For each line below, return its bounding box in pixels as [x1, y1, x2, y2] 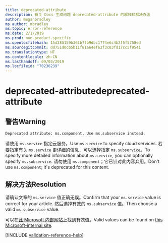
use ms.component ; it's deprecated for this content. [5, 164, 109, 170]
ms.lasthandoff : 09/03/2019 [5, 59, 65, 64]
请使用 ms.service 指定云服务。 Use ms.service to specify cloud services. [5, 141, 157, 147]
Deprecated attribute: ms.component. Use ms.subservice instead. [5, 131, 145, 136]
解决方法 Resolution [5, 180, 67, 189]
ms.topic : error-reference [5, 26, 62, 31]
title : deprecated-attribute [5, 7, 67, 13]
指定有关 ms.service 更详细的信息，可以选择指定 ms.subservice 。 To [9, 147, 150, 153]
